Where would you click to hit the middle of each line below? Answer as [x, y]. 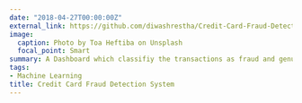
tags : [19, 68]
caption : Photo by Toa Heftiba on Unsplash [100, 43]
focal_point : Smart [54, 51]
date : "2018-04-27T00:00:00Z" [66, 17]
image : [22, 34]
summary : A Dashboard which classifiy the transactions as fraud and [142, 59]
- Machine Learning [46, 76]
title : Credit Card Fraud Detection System [92, 84]
